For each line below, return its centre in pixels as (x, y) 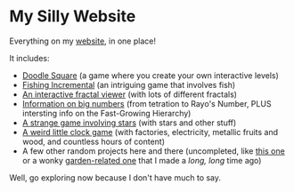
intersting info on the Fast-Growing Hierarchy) (106, 113)
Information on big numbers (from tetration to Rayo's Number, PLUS (147, 103)
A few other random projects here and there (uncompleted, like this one (153, 151)
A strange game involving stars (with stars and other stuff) (129, 123)
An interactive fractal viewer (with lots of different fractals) (130, 94)
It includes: (29, 58)
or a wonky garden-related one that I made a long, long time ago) (142, 160)
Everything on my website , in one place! (82, 41)
